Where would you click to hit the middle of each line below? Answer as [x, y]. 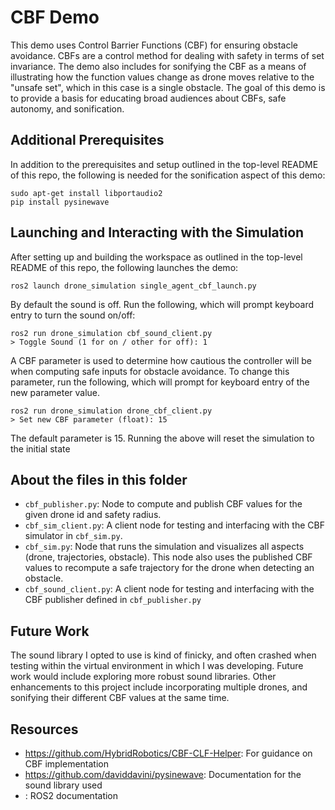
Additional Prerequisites [87, 140]
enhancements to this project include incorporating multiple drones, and [159, 687]
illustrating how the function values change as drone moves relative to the [162, 77]
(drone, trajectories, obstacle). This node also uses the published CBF [168, 557]
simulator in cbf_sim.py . [73, 536]
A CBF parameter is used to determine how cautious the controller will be [161, 360]
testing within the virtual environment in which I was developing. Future [157, 666]
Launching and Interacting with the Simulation [157, 232]
